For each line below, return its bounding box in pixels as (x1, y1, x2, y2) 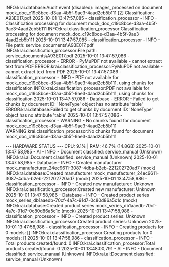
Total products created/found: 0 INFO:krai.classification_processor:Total (5, 240, 155, 246)
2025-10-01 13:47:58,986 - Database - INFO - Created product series (5, 192, 150, 198)
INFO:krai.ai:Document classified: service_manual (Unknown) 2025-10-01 (5, 154, 158, 160)
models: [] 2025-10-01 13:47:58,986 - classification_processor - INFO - (5, 235, 153, 241)
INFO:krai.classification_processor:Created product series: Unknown (5, 219, 148, 224)
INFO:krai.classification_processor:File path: (5, 48, 97, 53)
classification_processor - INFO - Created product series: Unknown (5, 213, 146, 219)
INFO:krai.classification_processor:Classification (47, 26, 149, 32)
